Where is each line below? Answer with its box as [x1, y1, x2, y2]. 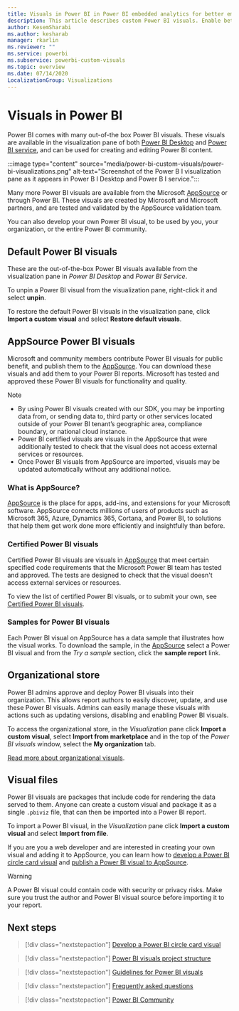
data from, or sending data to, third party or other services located [17, 412, 213, 420]
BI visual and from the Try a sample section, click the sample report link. [7, 648, 221, 657]
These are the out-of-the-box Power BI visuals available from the [7, 265, 198, 273]
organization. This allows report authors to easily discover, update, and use [7, 695, 228, 704]
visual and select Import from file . [7, 830, 109, 838]
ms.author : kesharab [7, 30, 69, 38]
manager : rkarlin [7, 37, 59, 44]
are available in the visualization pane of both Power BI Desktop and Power [7, 138, 227, 147]
